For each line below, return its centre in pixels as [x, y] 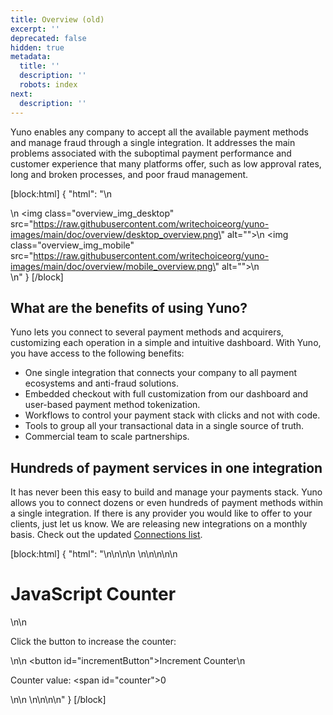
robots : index [48, 85]
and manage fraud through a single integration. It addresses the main [153, 142]
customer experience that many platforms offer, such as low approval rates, [166, 163]
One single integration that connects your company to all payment [161, 373]
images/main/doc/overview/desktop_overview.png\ [116, 234]
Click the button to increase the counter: [93, 642]
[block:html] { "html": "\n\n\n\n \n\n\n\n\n [94, 554]
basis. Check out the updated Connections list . [106, 535]
